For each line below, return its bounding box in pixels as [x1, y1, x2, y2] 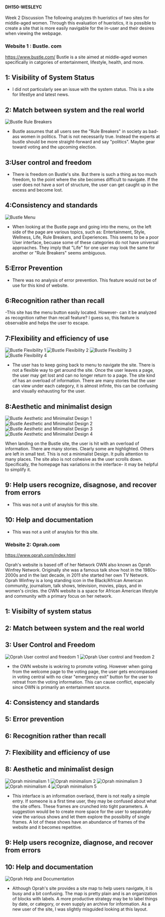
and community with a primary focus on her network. [5, 593, 113, 599]
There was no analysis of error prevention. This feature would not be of [12, 277, 157, 283]
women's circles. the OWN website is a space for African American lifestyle [5, 587, 158, 594]
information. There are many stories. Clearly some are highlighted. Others [5, 446, 154, 451]
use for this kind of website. [12, 282, 69, 288]
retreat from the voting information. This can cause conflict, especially [12, 679, 155, 685]
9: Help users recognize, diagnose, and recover [5, 838, 153, 847]
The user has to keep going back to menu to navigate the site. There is [12, 362, 156, 368]
